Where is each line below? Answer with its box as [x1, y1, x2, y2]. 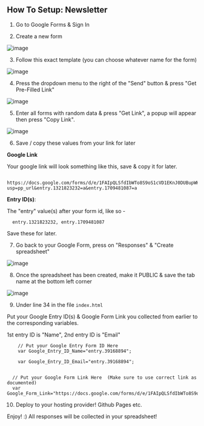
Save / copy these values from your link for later [15, 139, 136, 146]
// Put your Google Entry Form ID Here [18, 342, 119, 349]
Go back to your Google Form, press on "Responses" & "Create [15, 241, 174, 249]
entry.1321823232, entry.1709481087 [12, 219, 105, 225]
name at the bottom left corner [15, 278, 93, 285]
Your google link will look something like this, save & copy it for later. [7, 163, 177, 170]
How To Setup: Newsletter [7, 5, 108, 15]
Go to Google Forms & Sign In [15, 21, 90, 28]
